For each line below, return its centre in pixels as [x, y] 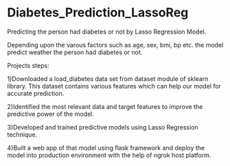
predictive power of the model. [50, 114]
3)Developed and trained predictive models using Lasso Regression [103, 127]
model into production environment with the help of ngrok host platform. [109, 155]
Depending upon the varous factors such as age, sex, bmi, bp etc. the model [115, 45]
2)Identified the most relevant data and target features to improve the [105, 106]
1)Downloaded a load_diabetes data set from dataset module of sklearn [108, 79]
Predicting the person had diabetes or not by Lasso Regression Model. [107, 32]
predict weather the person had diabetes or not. [75, 52]
